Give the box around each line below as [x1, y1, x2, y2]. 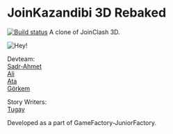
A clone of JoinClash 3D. [49, 28, 120, 36]
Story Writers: [7, 97, 47, 106]
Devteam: [7, 54, 35, 63]
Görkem [7, 84, 31, 92]
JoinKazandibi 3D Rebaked [7, 5, 167, 21]
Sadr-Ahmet [7, 62, 42, 70]
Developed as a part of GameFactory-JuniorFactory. [7, 118, 157, 126]
